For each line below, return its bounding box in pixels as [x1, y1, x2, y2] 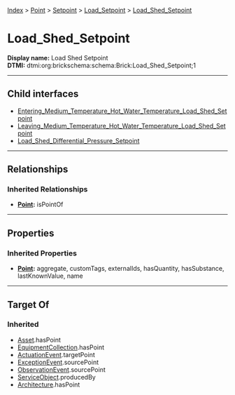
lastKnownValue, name [17, 272, 84, 280]
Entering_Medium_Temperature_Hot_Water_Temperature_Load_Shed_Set [17, 107, 227, 115]
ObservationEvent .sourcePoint [17, 365, 106, 374]
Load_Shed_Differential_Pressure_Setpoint [17, 136, 140, 145]
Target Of [7, 298, 50, 311]
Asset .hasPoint [17, 335, 62, 344]
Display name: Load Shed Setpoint [7, 53, 108, 62]
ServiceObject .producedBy [17, 373, 96, 381]
